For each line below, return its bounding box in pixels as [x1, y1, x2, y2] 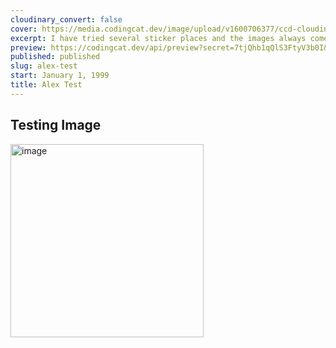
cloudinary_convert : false [10, 14, 123, 25]
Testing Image [10, 117, 102, 134]
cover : [10, 24, 38, 34]
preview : [10, 42, 47, 53]
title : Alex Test [10, 80, 83, 90]
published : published [10, 52, 101, 62]
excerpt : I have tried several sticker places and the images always [10, 33, 307, 43]
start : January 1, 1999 [10, 71, 110, 81]
